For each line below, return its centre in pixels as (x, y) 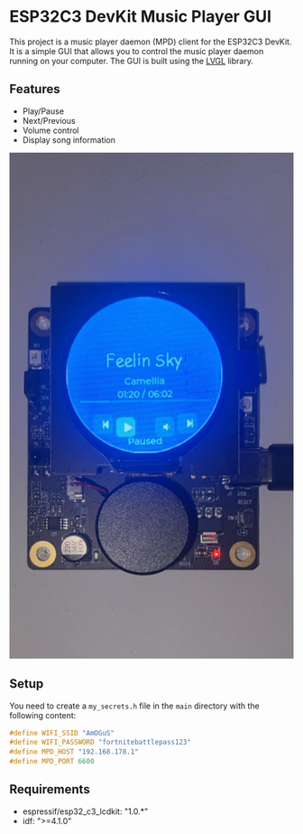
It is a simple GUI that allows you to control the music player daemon (137, 51)
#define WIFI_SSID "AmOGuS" (62, 733)
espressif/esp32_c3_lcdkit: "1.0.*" (85, 811)
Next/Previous (49, 120)
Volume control (50, 130)
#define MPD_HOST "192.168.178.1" (74, 752)
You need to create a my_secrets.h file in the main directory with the (134, 706)
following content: (43, 715)
